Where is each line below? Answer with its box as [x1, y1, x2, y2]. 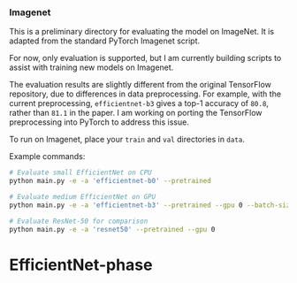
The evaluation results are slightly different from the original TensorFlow [9, 80, 272, 90]
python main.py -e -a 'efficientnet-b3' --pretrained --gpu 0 [9, 201, 243, 210]
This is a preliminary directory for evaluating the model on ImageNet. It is [9, 27, 275, 37]
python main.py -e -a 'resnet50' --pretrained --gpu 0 [9, 225, 216, 233]
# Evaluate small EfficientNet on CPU [9, 168, 152, 178]
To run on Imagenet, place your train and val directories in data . [9, 134, 246, 145]
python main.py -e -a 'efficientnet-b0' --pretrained [9, 177, 212, 186]
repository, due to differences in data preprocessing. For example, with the [9, 88, 281, 99]
